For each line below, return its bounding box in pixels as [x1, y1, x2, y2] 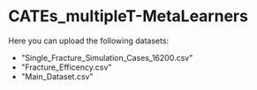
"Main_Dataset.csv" [20, 71, 94, 81]
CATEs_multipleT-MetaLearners [8, 6, 249, 26]
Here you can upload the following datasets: [8, 35, 170, 46]
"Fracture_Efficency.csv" [20, 62, 112, 72]
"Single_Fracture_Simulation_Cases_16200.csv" [20, 52, 193, 63]
